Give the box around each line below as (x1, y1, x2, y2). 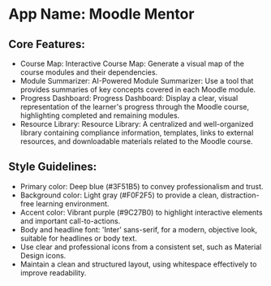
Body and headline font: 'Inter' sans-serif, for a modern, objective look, (19, 224, 258, 234)
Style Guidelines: (8, 160, 97, 174)
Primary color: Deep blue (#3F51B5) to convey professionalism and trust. (19, 181, 264, 191)
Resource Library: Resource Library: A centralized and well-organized (19, 119, 254, 128)
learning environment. (36, 198, 110, 208)
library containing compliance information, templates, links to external (19, 128, 254, 137)
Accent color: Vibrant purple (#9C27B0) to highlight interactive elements (19, 207, 263, 217)
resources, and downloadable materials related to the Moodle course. (19, 136, 253, 146)
